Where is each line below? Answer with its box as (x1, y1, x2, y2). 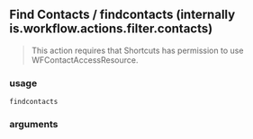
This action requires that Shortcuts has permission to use (31, 45, 244, 56)
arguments (9, 118, 59, 131)
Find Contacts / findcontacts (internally (9, 7, 236, 22)
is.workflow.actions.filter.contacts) (9, 22, 213, 37)
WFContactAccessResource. (31, 54, 139, 65)
